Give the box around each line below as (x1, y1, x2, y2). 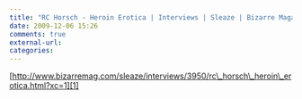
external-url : (9, 37, 63, 47)
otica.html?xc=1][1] (9, 80, 79, 91)
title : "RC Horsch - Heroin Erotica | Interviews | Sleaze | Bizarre (9, 12, 276, 22)
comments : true (9, 29, 67, 38)
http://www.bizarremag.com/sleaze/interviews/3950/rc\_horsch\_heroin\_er (12, 70, 292, 81)
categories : (9, 46, 54, 55)
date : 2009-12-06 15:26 (9, 21, 99, 30)
